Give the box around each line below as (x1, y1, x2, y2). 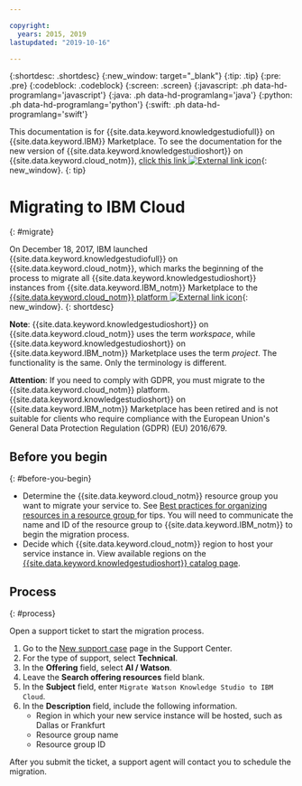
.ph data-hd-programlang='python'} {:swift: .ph (9, 99, 186, 110)
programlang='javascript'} (9, 89, 106, 100)
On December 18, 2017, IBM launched (9, 244, 149, 255)
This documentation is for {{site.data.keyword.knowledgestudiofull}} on (9, 126, 275, 137)
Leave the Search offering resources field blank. (22, 671, 206, 682)
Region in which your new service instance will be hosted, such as (35, 710, 283, 721)
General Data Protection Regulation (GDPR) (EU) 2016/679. (9, 423, 228, 434)
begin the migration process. (22, 529, 130, 540)
